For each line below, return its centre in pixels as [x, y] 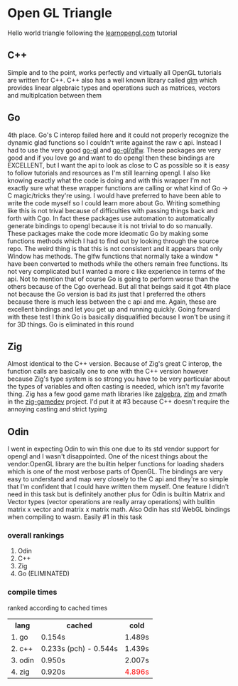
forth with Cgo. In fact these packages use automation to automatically [111, 218]
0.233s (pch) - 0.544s [80, 648]
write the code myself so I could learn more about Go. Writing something [114, 203]
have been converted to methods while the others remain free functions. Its [118, 263]
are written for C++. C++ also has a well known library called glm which [112, 80]
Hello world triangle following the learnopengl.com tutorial [92, 33]
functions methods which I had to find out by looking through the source [113, 241]
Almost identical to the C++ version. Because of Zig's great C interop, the [115, 364]
